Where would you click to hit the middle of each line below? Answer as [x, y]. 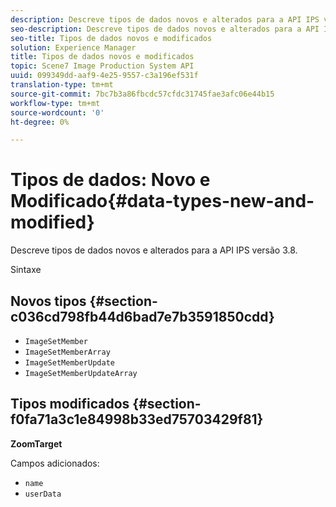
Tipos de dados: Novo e [110, 180]
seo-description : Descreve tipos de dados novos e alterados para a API [165, 29]
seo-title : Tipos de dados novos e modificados [111, 38]
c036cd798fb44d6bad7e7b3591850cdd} [142, 316]
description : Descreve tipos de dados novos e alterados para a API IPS [165, 19]
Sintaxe [26, 270]
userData [43, 494]
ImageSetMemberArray [67, 352]
